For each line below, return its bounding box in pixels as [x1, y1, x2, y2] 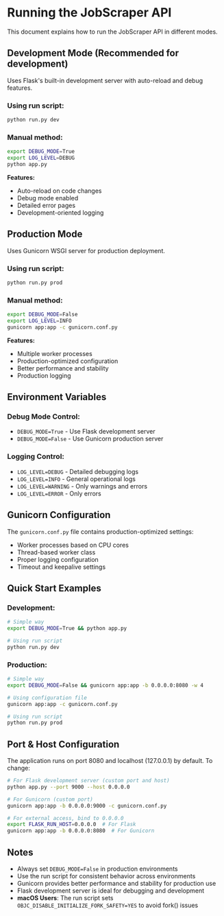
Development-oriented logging [16, 208, 104, 217]
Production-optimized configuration [16, 357, 119, 365]
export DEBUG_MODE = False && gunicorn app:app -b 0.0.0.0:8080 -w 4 [7, 681, 204, 689]
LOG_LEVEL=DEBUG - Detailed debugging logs [16, 467, 139, 475]
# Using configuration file [7, 694, 88, 701]
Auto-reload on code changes [16, 187, 102, 195]
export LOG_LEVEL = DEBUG [7, 154, 75, 162]
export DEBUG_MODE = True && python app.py [7, 625, 127, 632]
